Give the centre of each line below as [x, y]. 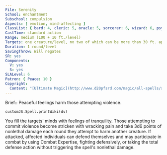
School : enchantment [27, 14]
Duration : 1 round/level [31, 47]
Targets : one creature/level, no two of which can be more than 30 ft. [81, 42]
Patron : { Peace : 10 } [29, 79]
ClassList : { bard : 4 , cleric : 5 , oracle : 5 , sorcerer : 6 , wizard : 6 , [80, 28]
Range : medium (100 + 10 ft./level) [43, 38]
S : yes [16, 70]
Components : [17, 61]
